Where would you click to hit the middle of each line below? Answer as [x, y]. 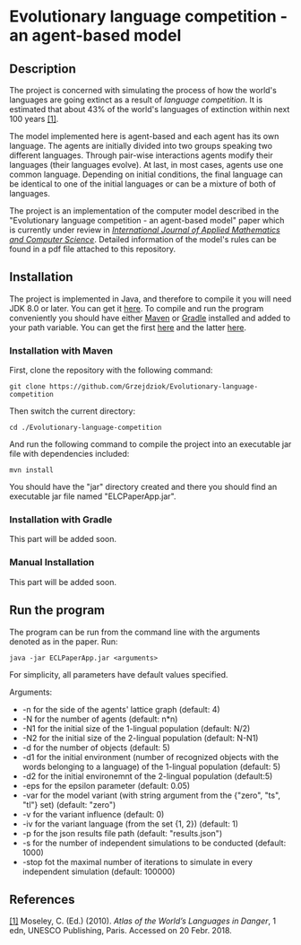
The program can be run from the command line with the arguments [135, 632]
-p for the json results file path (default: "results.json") [122, 833]
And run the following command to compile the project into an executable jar [150, 444]
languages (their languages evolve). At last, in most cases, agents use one [146, 165]
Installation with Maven [61, 350]
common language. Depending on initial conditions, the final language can [146, 174]
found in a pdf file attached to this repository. [93, 249]
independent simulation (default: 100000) [99, 871]
